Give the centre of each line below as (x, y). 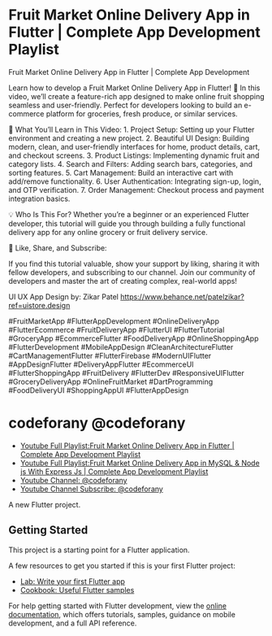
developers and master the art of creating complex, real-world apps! (123, 281)
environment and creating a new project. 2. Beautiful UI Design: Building (129, 138)
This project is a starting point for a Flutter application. (99, 550)
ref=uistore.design (39, 305)
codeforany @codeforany (97, 423)
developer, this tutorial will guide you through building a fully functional (127, 223)
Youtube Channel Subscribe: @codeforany (92, 489)
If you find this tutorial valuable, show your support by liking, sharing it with (134, 264)
